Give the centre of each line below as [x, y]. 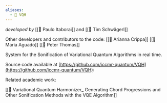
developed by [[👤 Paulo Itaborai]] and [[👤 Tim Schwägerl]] [67, 29]
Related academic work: [31, 80]
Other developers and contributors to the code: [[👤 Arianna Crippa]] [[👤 [81, 39]
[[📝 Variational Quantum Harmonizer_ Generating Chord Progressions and [83, 89]
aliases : [15, 10]
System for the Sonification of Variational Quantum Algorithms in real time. [84, 55]
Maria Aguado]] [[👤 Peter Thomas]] [43, 44]
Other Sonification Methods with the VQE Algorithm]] [61, 95]
